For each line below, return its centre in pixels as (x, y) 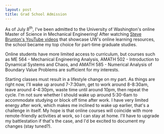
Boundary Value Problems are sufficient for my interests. (62, 70)
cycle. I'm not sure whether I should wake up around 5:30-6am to (71, 95)
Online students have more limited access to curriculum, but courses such (80, 54)
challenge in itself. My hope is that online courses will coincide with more (79, 110)
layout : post (18, 10)
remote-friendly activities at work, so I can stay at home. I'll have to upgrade (82, 116)
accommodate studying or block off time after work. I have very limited (77, 100)
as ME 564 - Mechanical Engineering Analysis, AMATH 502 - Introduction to (82, 59)
